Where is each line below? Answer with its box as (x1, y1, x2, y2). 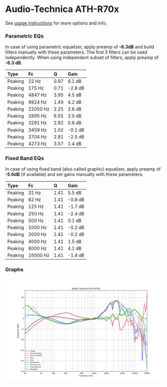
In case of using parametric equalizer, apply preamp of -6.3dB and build (5, 44, 154, 50)
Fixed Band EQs (5, 154, 44, 161)
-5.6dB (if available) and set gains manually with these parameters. (5, 171, 143, 177)
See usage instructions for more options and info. (5, 20, 107, 26)
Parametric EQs (5, 32, 44, 39)
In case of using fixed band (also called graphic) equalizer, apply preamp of (5, 166, 161, 172)
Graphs (5, 266, 23, 273)
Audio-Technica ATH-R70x (5, 3, 119, 15)
